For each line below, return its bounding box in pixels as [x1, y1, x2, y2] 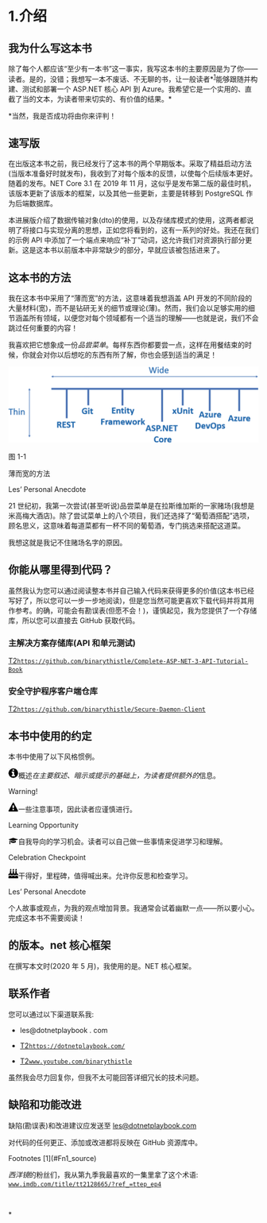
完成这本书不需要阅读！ [8, 913, 85, 923]
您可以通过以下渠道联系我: [8, 1009, 95, 1019]
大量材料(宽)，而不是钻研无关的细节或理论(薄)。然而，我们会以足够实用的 [8, 304, 249, 313]
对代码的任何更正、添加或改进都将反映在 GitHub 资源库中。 [8, 1137, 203, 1147]
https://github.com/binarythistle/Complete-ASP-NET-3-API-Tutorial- [17, 657, 249, 665]
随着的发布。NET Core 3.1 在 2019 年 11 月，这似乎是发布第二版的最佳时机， [8, 179, 256, 188]
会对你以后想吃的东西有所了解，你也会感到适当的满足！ [35, 350, 217, 360]
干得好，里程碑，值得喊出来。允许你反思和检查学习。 [18, 871, 192, 880]
